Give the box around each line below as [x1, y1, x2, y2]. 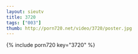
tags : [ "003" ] [6, 20, 42, 26]
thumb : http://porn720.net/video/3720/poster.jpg [6, 25, 133, 31]
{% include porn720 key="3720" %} [6, 42, 96, 49]
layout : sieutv [6, 8, 44, 15]
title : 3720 [6, 14, 36, 20]
